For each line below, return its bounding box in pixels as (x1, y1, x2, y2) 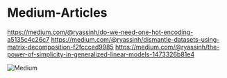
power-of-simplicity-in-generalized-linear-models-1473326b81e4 (7, 50, 195, 58)
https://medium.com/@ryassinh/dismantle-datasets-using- (51, 35, 220, 43)
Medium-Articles (7, 5, 108, 21)
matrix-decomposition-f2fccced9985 (7, 42, 115, 51)
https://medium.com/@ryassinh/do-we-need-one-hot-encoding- (7, 28, 194, 36)
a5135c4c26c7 (7, 35, 50, 43)
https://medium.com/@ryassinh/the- (115, 42, 220, 51)
